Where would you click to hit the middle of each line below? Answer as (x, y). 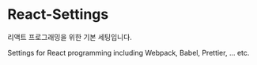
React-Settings (58, 14)
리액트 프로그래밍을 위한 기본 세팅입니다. (70, 37)
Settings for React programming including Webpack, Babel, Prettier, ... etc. (128, 52)
